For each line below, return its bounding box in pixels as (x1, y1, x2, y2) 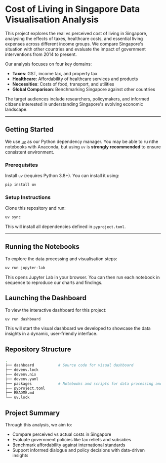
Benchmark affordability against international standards (12, 442, 125, 448)
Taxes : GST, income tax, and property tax (12, 70, 98, 76)
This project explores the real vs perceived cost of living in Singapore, (5, 30, 148, 36)
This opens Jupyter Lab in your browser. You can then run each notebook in (5, 274, 160, 280)
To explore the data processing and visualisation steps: (5, 256, 118, 262)
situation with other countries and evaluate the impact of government (5, 46, 146, 52)
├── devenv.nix (5, 372, 37, 377)
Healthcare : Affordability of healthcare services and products (12, 76, 138, 82)
